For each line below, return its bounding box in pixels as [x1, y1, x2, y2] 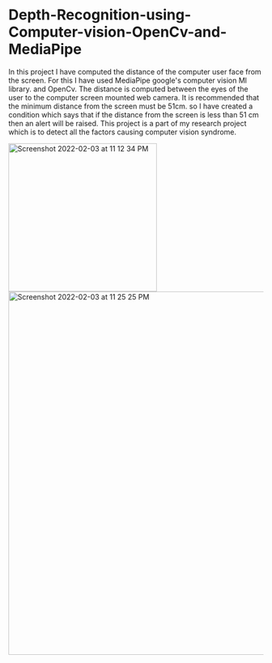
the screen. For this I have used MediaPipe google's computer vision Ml [8, 75, 247, 85]
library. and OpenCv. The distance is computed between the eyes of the [8, 83, 249, 94]
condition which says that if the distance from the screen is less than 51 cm [8, 109, 259, 119]
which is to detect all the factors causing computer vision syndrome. [8, 127, 237, 137]
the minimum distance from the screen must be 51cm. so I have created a [8, 101, 253, 111]
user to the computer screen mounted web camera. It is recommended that [8, 92, 260, 102]
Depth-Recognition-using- [8, 6, 192, 24]
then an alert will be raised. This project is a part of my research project [8, 118, 247, 128]
